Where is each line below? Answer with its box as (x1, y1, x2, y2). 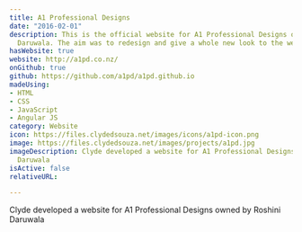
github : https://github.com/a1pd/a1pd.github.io (9, 72, 195, 81)
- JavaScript (9, 105, 58, 114)
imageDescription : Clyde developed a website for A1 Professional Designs (9, 147, 296, 156)
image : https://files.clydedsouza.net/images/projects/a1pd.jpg (9, 138, 255, 147)
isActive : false (9, 164, 70, 173)
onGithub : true (9, 64, 67, 73)
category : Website (9, 122, 78, 131)
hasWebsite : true (9, 47, 75, 56)
